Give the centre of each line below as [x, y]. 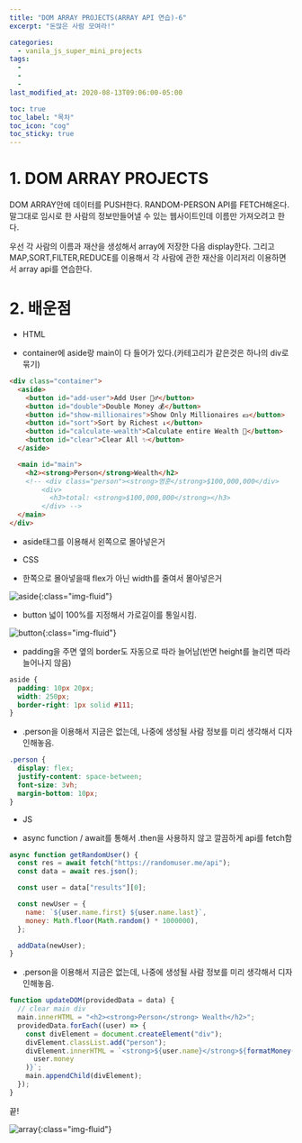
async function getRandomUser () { [74, 855]
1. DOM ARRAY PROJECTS [109, 179]
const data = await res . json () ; [78, 872]
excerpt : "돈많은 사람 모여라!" [62, 26]
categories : [31, 42]
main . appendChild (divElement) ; [84, 1076]
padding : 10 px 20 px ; [56, 688]
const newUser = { [52, 904]
